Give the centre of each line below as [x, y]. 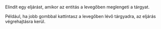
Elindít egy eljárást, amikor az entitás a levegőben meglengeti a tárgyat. [78, 7]
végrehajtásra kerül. [25, 22]
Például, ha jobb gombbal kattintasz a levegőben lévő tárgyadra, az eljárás [80, 16]
